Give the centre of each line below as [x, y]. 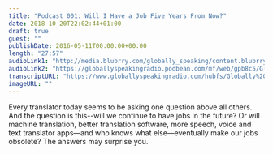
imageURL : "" [30, 83]
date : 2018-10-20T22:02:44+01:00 [65, 24]
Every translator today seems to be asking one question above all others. [130, 107]
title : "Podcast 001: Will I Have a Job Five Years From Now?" [118, 16]
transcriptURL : [34, 76]
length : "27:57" [36, 53]
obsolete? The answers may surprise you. [78, 141]
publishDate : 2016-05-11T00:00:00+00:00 [78, 46]
